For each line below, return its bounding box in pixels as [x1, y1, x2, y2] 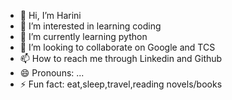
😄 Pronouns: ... [19, 67, 85, 79]
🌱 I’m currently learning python [19, 31, 148, 42]
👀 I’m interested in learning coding [19, 20, 162, 32]
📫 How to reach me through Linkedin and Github [19, 53, 223, 64]
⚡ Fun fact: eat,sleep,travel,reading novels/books [19, 78, 223, 90]
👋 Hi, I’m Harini [19, 10, 82, 21]
